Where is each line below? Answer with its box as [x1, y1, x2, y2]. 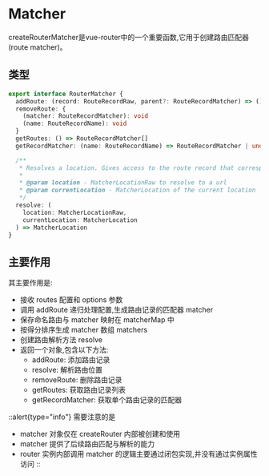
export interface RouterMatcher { [8, 90, 124, 98]
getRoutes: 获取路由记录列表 [31, 385, 126, 395]
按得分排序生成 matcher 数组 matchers [19, 325, 148, 335]
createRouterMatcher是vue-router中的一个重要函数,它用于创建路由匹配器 [8, 32, 250, 42]
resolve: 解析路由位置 [31, 365, 102, 375]
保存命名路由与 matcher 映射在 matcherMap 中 [19, 315, 175, 325]
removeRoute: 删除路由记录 [31, 375, 122, 385]
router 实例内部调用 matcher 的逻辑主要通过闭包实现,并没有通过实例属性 [19, 450, 258, 459]
